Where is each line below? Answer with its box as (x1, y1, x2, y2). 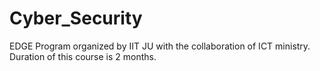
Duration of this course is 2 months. (9, 50, 157, 62)
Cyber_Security (9, 7, 143, 30)
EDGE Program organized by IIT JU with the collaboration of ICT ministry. (9, 40, 311, 52)
